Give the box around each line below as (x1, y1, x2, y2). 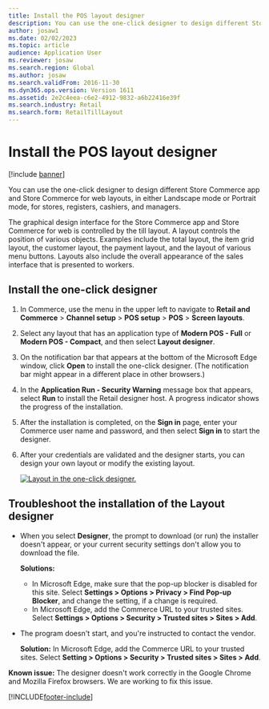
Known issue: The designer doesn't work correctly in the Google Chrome (8, 667, 251, 677)
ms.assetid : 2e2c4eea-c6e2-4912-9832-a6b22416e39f (8, 94, 181, 102)
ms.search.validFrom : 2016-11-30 (8, 78, 120, 86)
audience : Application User (8, 49, 102, 57)
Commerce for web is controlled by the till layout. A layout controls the (8, 226, 241, 235)
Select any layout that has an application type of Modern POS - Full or (19, 328, 252, 338)
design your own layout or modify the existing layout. (19, 458, 195, 468)
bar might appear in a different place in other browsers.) (19, 369, 206, 379)
